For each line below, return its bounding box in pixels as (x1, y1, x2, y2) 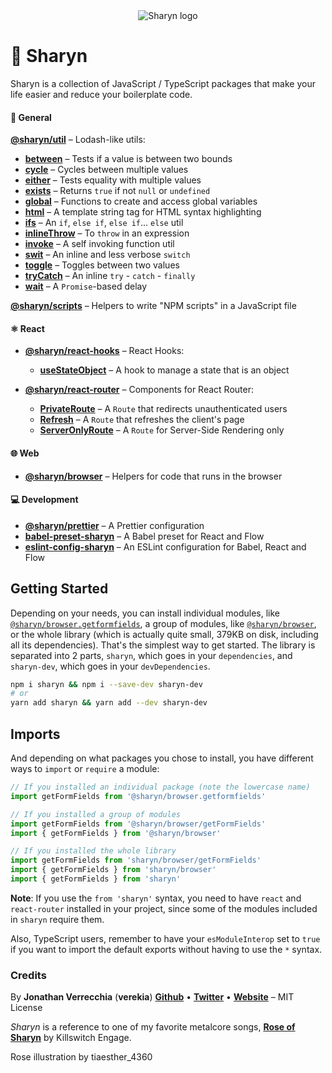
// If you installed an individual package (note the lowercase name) (10, 782, 311, 792)
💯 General (10, 111, 52, 123)
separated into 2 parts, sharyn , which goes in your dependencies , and (10, 649, 293, 661)
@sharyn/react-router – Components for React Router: (24, 384, 254, 396)
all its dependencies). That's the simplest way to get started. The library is (10, 639, 316, 651)
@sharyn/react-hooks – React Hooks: (24, 345, 185, 357)
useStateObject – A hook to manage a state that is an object (39, 364, 290, 376)
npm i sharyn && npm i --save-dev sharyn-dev (10, 679, 203, 689)
